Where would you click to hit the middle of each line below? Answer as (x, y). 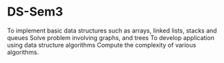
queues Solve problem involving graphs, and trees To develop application (111, 37)
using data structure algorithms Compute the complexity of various (102, 45)
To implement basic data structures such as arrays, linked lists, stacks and (112, 30)
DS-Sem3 (35, 12)
